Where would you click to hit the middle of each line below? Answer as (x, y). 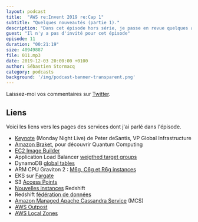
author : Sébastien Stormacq (41, 66)
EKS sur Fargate (34, 175)
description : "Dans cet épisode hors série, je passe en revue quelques (97, 28)
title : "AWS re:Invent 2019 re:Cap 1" (55, 17)
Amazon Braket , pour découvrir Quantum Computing (79, 144)
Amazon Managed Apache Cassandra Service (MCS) (79, 200)
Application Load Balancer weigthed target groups (76, 157)
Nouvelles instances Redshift (50, 188)
